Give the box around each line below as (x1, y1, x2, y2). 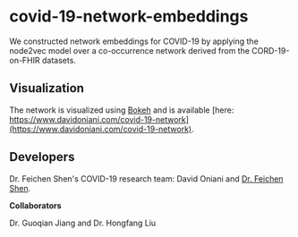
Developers (9, 149, 75, 165)
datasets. (41, 55, 76, 65)
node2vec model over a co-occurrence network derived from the (9, 45, 251, 55)
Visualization (9, 80, 85, 96)
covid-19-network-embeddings (9, 6, 249, 27)
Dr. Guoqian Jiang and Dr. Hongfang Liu (9, 217, 157, 228)
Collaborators (9, 199, 62, 211)
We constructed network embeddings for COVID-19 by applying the (9, 36, 260, 47)
